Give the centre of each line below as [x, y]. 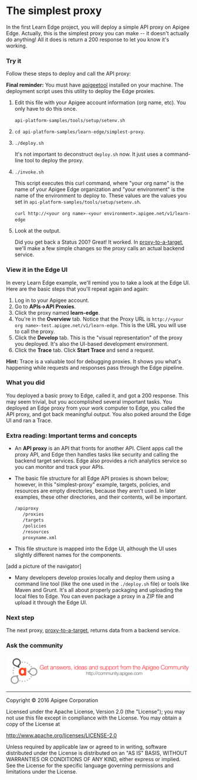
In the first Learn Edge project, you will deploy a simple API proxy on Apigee [98, 27]
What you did [26, 383]
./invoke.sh [29, 172]
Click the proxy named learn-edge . [57, 312]
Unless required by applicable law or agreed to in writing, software [86, 747]
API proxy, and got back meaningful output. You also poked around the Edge [98, 414]
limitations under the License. [42, 772]
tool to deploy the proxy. [54, 161]
